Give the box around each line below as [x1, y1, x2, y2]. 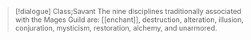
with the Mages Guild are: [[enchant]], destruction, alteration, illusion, [14, 15, 245, 24]
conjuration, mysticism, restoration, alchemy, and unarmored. [14, 24, 217, 32]
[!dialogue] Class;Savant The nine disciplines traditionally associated [14, 7, 241, 16]
